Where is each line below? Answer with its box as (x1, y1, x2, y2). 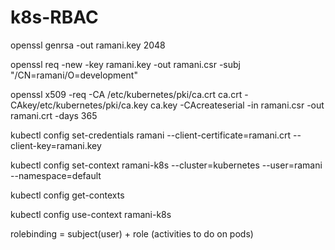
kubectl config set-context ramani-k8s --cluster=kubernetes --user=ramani (10, 159, 323, 171)
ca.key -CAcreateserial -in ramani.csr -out (150, 99, 325, 111)
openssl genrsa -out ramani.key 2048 (10, 39, 166, 51)
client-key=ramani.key (10, 139, 102, 151)
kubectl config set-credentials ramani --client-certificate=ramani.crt (10, 129, 292, 141)
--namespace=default (10, 169, 102, 181)
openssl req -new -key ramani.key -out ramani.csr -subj (10, 58, 241, 70)
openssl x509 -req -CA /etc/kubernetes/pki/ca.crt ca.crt (10, 88, 243, 100)
